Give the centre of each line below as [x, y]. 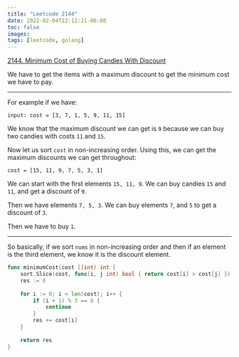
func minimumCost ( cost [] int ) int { [62, 267]
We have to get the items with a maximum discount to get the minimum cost [118, 75]
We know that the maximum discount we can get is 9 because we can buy [116, 129]
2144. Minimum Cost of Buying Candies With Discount [86, 60]
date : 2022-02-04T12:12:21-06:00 [57, 21]
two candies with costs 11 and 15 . [57, 137]
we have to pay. [31, 82]
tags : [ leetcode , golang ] [46, 41]
